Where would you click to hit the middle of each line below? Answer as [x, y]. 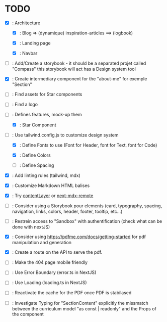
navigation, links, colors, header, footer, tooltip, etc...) [67, 212]
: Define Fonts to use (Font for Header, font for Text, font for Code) [88, 145]
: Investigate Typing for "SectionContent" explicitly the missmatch [80, 303]
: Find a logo [25, 105]
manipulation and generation [41, 243]
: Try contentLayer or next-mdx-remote [53, 196]
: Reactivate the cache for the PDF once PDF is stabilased [72, 293]
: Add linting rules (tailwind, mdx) [46, 175]
